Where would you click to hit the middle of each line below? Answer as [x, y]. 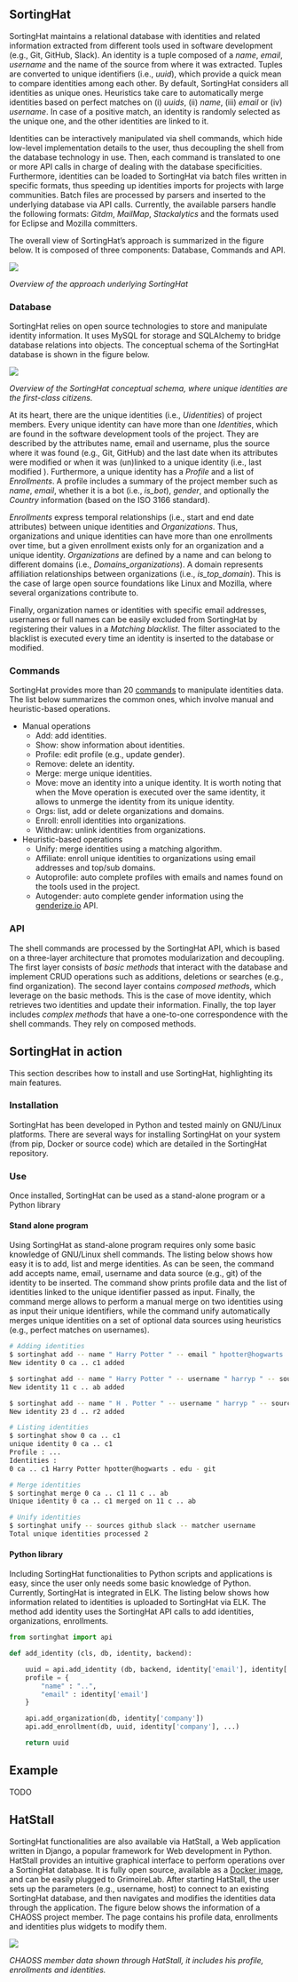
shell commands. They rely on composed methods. [103, 1023]
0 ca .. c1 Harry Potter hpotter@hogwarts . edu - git [113, 1469]
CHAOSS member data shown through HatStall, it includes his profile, [137, 1960]
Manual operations [56, 726]
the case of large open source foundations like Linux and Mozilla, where [141, 583]
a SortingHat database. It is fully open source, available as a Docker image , [146, 1869]
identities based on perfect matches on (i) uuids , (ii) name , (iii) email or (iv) [146, 102]
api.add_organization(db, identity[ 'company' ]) [114, 1719]
